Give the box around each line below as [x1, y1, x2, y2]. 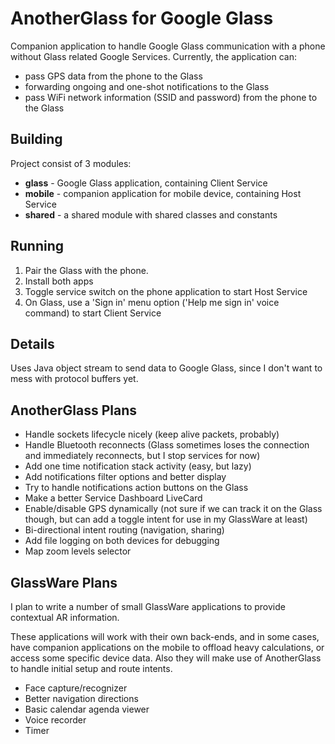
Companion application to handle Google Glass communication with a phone [10, 40, 326, 52]
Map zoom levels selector [24, 545, 132, 557]
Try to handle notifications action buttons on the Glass [24, 482, 249, 494]
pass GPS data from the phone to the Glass [24, 70, 203, 82]
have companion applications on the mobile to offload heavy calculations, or [10, 642, 325, 653]
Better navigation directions [24, 693, 139, 704]
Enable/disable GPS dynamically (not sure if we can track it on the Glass [24, 503, 323, 515]
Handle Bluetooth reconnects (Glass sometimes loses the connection [24, 439, 310, 451]
